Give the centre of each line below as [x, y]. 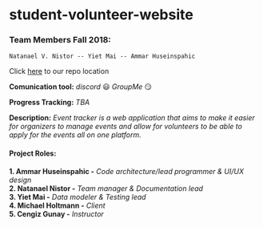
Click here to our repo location [59, 71]
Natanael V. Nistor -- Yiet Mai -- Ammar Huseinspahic [102, 57]
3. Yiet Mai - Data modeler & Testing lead [78, 197]
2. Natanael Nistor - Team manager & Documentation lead [106, 188]
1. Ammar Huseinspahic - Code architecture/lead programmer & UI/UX [127, 171]
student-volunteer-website [102, 15]
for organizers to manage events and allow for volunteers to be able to [126, 127]
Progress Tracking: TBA [50, 103]
